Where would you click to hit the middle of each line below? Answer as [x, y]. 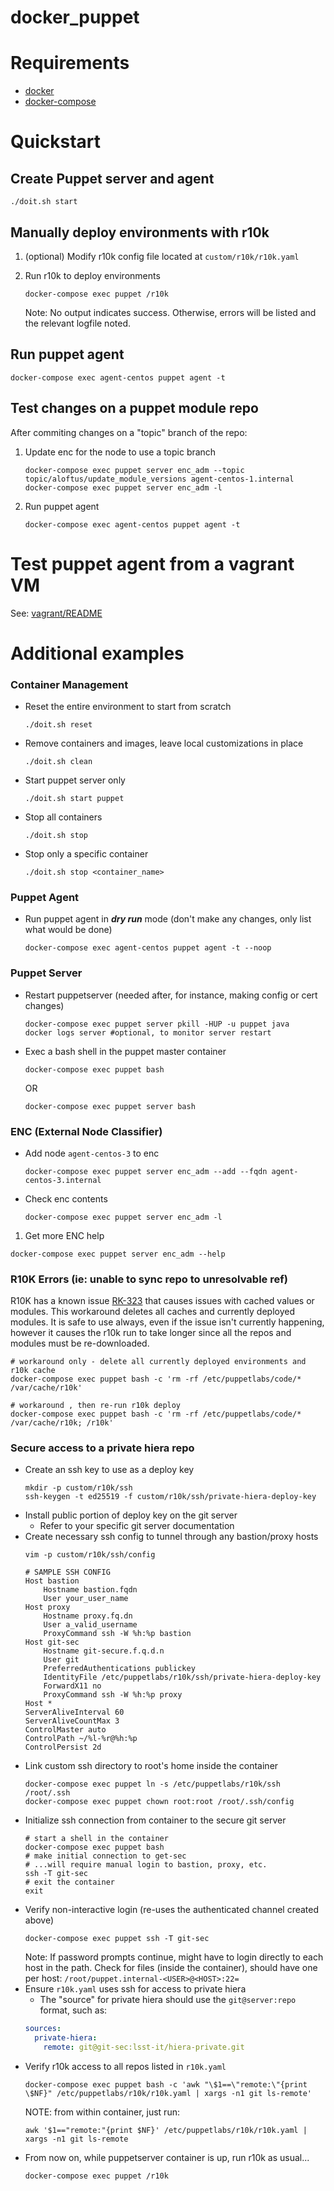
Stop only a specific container [86, 853]
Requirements [70, 63]
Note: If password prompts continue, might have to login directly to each [174, 1957]
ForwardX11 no [72, 1686]
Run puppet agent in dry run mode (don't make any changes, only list [168, 919]
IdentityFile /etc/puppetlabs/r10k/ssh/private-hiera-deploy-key [182, 1677]
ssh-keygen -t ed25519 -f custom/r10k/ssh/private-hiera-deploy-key [170, 1497]
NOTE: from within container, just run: [102, 2112]
